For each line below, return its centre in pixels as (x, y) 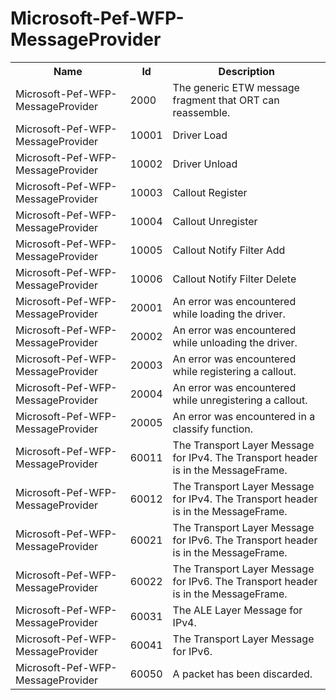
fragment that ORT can (226, 100)
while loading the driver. (229, 314)
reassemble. (201, 112)
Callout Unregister (215, 221)
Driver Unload (205, 164)
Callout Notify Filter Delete (234, 279)
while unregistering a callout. (240, 400)
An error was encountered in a (244, 416)
